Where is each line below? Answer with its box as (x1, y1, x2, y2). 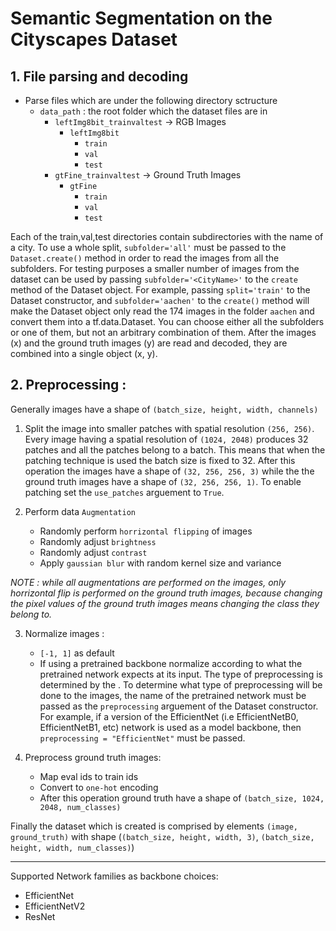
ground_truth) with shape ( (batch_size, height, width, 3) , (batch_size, (10, 830, 315, 842)
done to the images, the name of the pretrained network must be (39, 689, 307, 701)
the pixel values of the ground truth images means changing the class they (10, 597, 320, 609)
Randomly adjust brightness (39, 535, 157, 547)
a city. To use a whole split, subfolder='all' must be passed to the (10, 242, 287, 253)
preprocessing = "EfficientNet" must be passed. (39, 732, 246, 744)
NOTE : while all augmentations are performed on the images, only (10, 576, 287, 588)
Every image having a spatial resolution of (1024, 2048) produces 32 (24, 433, 309, 445)
